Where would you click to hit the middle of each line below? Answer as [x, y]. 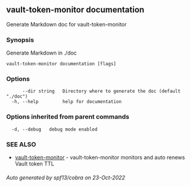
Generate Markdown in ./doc [42, 53]
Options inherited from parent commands [68, 117]
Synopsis [20, 40]
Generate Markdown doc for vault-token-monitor [66, 24]
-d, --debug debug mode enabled [54, 129]
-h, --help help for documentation [66, 102]
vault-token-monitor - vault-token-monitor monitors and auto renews [100, 157]
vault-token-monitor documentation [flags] [61, 64]
